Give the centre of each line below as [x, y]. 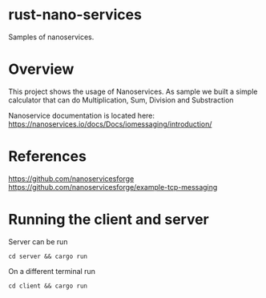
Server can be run [38, 241]
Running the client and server [109, 219]
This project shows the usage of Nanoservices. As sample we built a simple [133, 91]
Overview [41, 69]
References [47, 157]
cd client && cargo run [48, 286]
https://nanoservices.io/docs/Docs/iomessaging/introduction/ [110, 124]
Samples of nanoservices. [51, 37]
